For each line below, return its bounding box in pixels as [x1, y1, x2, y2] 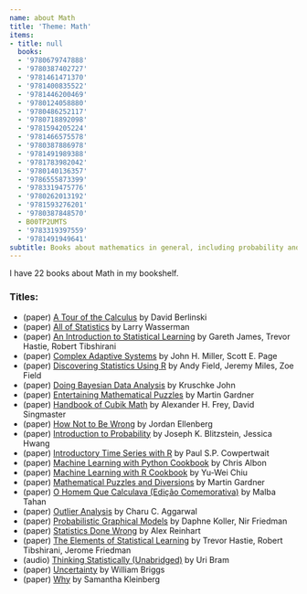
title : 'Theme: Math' [9, 22, 92, 31]
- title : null [9, 38, 64, 48]
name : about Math [9, 13, 76, 23]
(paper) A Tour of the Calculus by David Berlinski [22, 312, 207, 323]
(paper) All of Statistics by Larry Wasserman [22, 321, 190, 332]
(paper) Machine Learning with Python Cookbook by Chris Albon [22, 457, 267, 468]
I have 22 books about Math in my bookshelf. [9, 268, 179, 279]
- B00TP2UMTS [17, 217, 68, 227]
